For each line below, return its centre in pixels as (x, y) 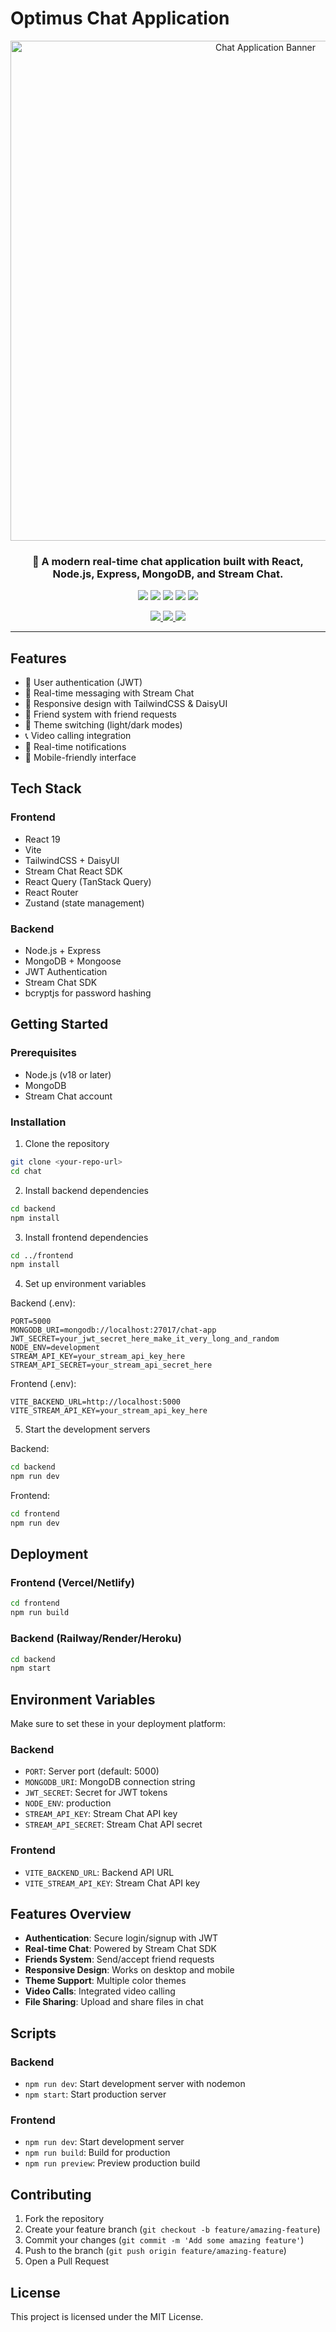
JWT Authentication (66, 972)
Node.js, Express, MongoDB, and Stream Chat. (168, 574)
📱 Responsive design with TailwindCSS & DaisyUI (126, 704)
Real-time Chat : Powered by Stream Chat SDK (120, 1949)
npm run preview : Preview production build (112, 2163)
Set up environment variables (85, 1284)
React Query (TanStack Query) (88, 881)
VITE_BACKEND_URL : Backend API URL (99, 1872)
